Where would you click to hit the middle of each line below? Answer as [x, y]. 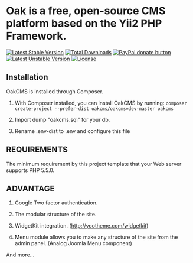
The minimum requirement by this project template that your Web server [94, 164]
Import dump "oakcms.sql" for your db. [62, 119]
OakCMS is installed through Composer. [55, 91]
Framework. [36, 36]
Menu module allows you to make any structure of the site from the [96, 237]
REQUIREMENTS [37, 150]
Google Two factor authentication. [56, 203]
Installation [27, 77]
